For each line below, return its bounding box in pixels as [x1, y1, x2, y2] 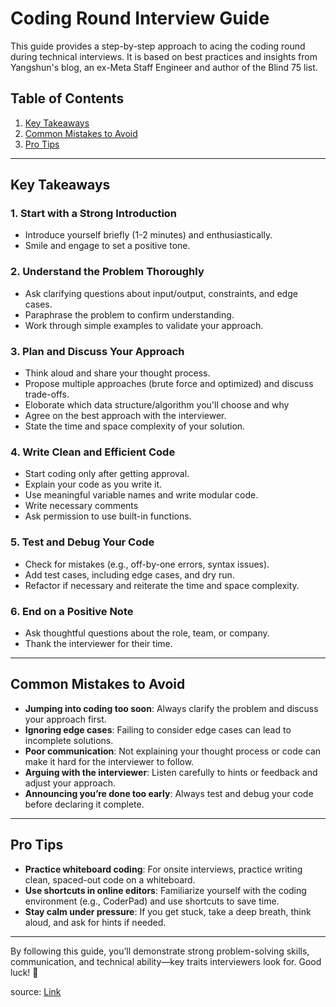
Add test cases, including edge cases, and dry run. [24, 568, 235, 581]
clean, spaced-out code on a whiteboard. [24, 873, 196, 886]
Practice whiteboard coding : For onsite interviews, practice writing [24, 863, 303, 875]
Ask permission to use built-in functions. [24, 510, 192, 522]
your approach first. [24, 713, 107, 725]
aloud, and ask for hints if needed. [24, 916, 167, 928]
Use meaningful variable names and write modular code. [24, 489, 259, 501]
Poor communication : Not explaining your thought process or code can [24, 745, 322, 757]
